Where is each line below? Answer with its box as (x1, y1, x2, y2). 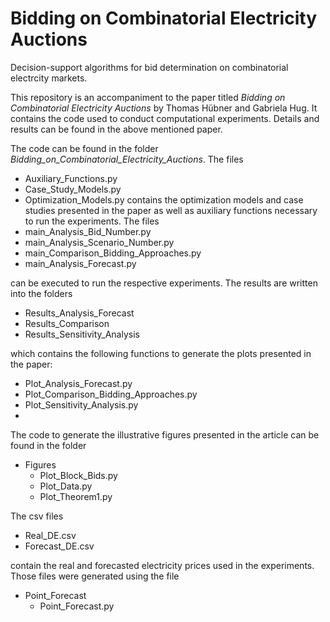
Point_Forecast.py (39, 600, 115, 612)
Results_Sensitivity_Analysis (24, 328, 140, 340)
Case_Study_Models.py (24, 183, 122, 195)
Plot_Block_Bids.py (39, 469, 118, 481)
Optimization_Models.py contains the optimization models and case (24, 193, 304, 206)
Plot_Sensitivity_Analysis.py (24, 398, 139, 411)
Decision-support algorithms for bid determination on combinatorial (10, 61, 289, 73)
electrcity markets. (10, 72, 88, 84)
